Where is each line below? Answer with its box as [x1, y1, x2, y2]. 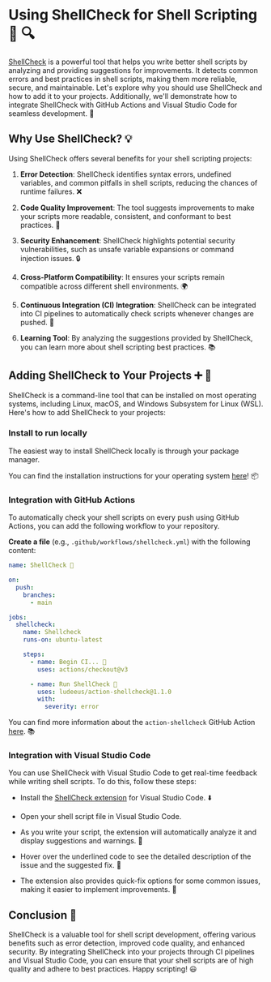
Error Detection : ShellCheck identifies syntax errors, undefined [19, 169, 232, 179]
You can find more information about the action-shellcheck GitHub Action [8, 718, 256, 727]
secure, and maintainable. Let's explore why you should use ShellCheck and [8, 83, 263, 92]
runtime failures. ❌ [19, 187, 83, 196]
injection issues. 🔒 [19, 253, 81, 263]
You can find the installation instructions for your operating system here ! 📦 [8, 470, 259, 480]
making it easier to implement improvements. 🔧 [19, 885, 177, 894]
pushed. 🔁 [19, 317, 55, 327]
